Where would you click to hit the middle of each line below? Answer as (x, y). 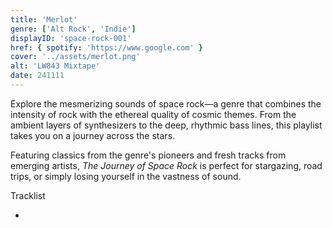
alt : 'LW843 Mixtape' (55, 66)
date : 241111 (37, 76)
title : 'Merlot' (44, 19)
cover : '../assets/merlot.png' (75, 57)
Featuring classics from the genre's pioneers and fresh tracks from (148, 155)
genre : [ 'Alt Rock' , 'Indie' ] (73, 29)
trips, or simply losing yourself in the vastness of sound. (126, 176)
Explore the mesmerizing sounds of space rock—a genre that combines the (166, 103)
